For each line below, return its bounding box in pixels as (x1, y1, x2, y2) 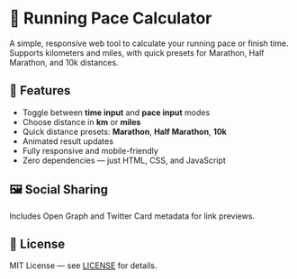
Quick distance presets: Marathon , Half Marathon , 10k (22, 126, 227, 137)
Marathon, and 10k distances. (9, 57, 119, 67)
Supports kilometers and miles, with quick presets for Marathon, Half (9, 47, 265, 58)
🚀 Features (9, 83, 71, 98)
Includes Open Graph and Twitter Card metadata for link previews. (9, 211, 255, 221)
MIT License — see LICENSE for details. (9, 260, 157, 271)
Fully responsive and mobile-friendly (22, 145, 159, 156)
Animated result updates (22, 135, 114, 147)
